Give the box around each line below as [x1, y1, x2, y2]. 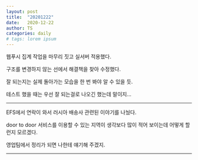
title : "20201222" [6, 14, 54, 20]
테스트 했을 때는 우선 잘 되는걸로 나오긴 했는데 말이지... [6, 91, 131, 97]
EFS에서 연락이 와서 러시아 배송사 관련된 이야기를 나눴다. [6, 109, 137, 116]
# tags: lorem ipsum [6, 36, 57, 42]
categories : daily [6, 31, 51, 37]
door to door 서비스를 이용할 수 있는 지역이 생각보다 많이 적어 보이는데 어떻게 [6, 122, 184, 128]
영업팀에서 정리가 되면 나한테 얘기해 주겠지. [6, 141, 105, 148]
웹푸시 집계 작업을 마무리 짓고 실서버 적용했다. [6, 53, 112, 60]
